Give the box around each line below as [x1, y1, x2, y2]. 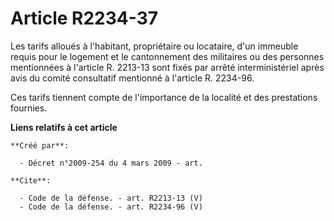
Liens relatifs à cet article [10, 121, 118, 133]
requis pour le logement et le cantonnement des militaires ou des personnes [10, 50, 325, 62]
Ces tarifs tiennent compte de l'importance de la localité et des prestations [10, 91, 318, 103]
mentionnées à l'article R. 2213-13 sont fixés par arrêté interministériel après [10, 61, 325, 73]
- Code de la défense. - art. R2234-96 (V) [19, 202, 203, 212]
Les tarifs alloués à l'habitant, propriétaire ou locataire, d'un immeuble [10, 40, 299, 52]
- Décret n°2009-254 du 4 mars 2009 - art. [19, 158, 203, 168]
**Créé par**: [10, 140, 70, 151]
